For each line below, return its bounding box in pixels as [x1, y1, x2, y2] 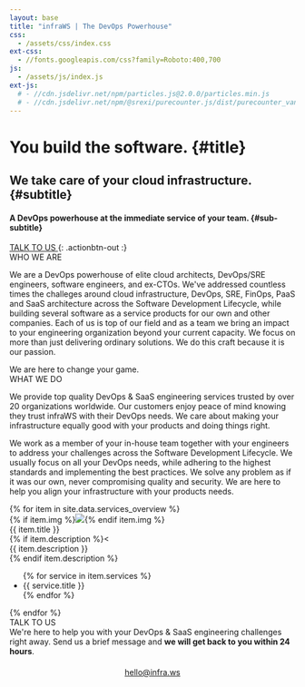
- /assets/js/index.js [17, 73, 103, 82]
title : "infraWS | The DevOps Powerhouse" [9, 22, 172, 31]
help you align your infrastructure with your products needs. [9, 486, 234, 497]
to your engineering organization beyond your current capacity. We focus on [9, 328, 296, 339]
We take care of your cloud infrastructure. [9, 172, 252, 188]
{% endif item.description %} [9, 553, 119, 564]
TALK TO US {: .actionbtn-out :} [9, 242, 127, 253]
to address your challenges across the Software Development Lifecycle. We [9, 447, 293, 458]
